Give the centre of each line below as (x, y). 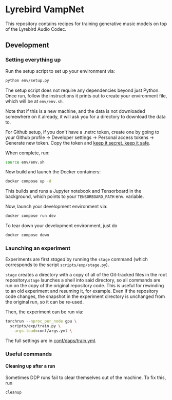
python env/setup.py (27, 81)
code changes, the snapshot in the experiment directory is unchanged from (85, 296)
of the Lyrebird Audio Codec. (36, 29)
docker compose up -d (28, 181)
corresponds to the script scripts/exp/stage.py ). (57, 265)
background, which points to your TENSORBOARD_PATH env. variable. (75, 196)
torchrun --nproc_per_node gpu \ (41, 322)
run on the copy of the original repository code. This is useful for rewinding (85, 286)
